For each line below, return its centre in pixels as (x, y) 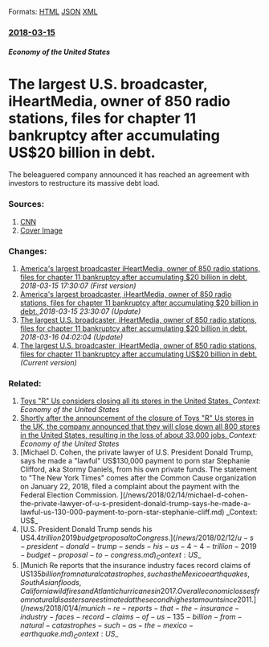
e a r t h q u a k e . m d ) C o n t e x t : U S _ (69, 635)
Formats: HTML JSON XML (53, 12)
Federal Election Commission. (69, 495)
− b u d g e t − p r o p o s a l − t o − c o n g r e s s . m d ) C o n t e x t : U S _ (110, 556)
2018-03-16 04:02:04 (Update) (71, 337)
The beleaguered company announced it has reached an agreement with (129, 175)
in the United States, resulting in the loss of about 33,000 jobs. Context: (138, 435)
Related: (25, 383)
